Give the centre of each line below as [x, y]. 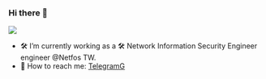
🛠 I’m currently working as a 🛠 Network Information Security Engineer [139, 46]
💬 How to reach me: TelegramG [73, 66]
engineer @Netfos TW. [58, 58]
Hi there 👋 [28, 13]
